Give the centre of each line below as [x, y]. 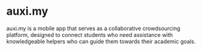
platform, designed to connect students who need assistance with [90, 34]
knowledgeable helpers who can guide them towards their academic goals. [101, 41]
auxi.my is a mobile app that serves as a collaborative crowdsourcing [93, 28]
